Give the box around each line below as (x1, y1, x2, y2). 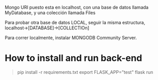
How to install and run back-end (5, 53, 143, 64)
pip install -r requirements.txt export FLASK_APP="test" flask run (17, 69, 153, 75)
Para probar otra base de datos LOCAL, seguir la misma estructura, (5, 20, 145, 25)
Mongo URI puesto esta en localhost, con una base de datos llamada (5, 5, 149, 10)
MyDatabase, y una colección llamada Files (5, 10, 96, 16)
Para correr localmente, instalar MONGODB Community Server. (5, 35, 137, 41)
